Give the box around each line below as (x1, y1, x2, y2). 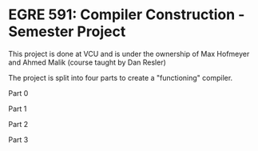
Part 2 (8, 119, 29, 129)
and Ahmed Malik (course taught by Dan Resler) (8, 58, 166, 67)
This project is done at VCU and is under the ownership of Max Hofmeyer (8, 49, 250, 58)
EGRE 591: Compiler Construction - (8, 6, 245, 24)
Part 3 (8, 134, 29, 145)
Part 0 (8, 88, 29, 97)
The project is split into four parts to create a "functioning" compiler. (8, 73, 233, 82)
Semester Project (8, 22, 126, 41)
